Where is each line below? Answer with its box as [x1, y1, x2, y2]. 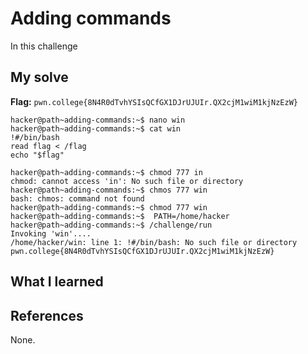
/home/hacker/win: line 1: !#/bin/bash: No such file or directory [10, 237, 298, 247]
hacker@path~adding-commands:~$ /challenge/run [10, 220, 213, 230]
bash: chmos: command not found [10, 193, 145, 204]
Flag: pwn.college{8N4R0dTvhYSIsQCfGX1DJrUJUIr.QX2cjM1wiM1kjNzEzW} [10, 95, 298, 107]
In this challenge [10, 40, 78, 52]
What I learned [10, 273, 104, 291]
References [10, 307, 84, 324]
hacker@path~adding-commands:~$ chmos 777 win [10, 185, 208, 195]
